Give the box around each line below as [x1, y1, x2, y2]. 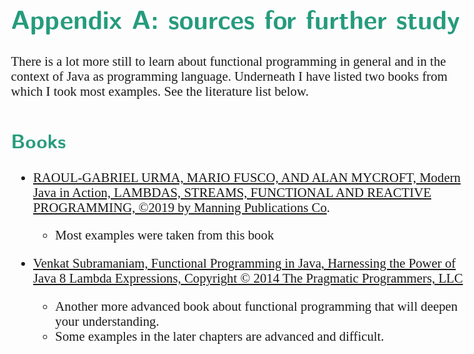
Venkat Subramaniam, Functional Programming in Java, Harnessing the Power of [32, 255, 457, 271]
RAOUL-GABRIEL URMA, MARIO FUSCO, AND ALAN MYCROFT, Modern [32, 169, 461, 185]
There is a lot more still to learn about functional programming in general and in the [10, 53, 447, 69]
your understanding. [55, 313, 160, 329]
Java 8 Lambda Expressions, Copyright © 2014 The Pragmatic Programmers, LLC [32, 270, 464, 286]
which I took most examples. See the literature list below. [10, 83, 309, 99]
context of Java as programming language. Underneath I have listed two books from [10, 68, 448, 84]
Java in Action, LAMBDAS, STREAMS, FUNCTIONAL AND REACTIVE [32, 184, 432, 200]
